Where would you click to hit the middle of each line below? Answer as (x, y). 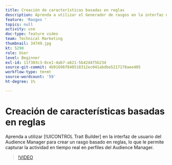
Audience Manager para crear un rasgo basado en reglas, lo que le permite (85, 142)
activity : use (20, 29)
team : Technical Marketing (34, 39)
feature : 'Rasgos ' (26, 19)
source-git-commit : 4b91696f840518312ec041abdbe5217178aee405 (73, 67)
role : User (17, 53)
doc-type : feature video (32, 34)
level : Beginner (23, 58)
